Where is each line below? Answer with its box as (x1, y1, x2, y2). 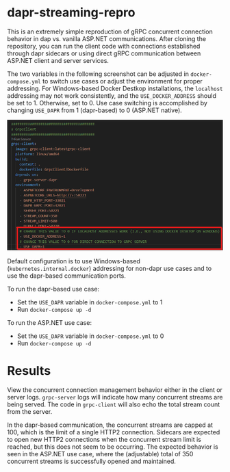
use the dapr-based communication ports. (7, 272, 127, 280)
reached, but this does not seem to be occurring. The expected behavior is (7, 443, 218, 451)
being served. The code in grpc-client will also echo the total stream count (7, 400, 220, 408)
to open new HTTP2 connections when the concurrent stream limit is (7, 435, 202, 443)
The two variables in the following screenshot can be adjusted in (7, 70, 190, 78)
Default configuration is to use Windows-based (7, 257, 140, 265)
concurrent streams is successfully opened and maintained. (7, 457, 177, 465)
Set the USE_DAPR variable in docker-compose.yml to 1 (16, 298, 163, 306)
